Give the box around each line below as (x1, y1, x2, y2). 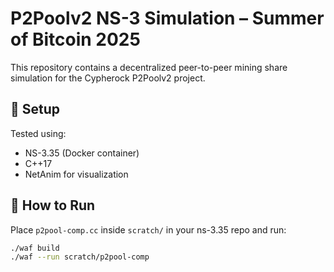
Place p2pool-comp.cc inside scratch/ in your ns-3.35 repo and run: (10, 223, 287, 236)
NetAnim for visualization (24, 168, 129, 180)
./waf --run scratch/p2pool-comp (10, 252, 150, 262)
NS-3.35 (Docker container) (24, 147, 140, 159)
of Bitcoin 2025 (10, 28, 141, 51)
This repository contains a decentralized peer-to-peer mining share (10, 61, 288, 73)
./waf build (10, 243, 60, 253)
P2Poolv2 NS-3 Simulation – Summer (10, 7, 325, 30)
